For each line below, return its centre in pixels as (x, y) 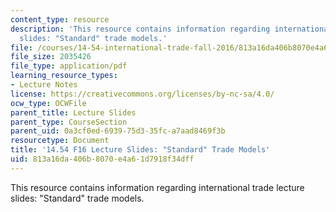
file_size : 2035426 (51, 57)
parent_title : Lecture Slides (73, 112)
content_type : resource (60, 19)
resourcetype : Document (60, 141)
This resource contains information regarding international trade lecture (157, 187)
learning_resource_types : (64, 76)
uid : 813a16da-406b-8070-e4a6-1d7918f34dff (102, 159)
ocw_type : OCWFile (48, 103)
